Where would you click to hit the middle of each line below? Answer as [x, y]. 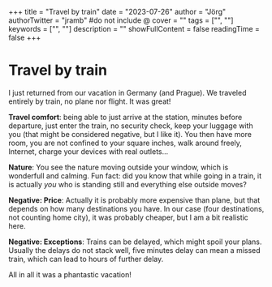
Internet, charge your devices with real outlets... [89, 151]
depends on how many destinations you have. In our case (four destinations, [136, 208]
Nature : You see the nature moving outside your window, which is [119, 167]
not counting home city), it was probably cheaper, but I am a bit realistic [129, 217]
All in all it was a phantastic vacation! [70, 274]
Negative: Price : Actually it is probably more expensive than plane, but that [134, 200]
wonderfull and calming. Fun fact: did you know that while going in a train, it [135, 176]
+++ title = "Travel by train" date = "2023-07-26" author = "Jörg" [117, 12]
